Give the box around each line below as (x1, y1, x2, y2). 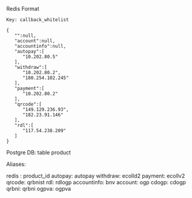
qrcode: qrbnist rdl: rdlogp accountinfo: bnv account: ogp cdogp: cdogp (6, 179, 187, 186)
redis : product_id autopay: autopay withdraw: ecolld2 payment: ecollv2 (6, 172, 185, 179)
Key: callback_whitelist (6, 17, 69, 23)
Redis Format (6, 5, 39, 12)
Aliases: (6, 161, 26, 168)
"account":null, (14, 38, 56, 44)
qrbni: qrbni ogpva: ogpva (6, 185, 71, 192)
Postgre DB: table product (6, 149, 71, 156)
